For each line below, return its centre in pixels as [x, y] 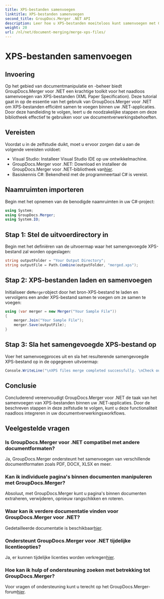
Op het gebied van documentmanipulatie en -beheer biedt [63, 86]
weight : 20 [16, 28]
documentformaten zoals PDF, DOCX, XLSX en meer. [58, 464]
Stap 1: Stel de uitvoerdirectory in [57, 235]
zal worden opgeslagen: [47, 252]
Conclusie [21, 386]
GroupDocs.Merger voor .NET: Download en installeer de [69, 164]
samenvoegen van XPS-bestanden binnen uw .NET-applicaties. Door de [78, 402]
